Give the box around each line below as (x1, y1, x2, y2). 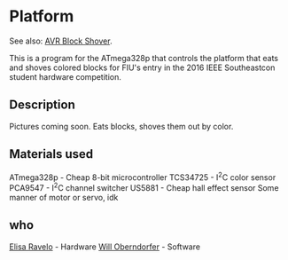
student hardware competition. (9, 71, 122, 82)
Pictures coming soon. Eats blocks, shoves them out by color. (9, 121, 234, 131)
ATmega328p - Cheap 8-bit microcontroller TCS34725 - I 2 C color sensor (9, 170, 276, 183)
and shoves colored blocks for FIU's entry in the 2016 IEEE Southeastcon (9, 62, 276, 73)
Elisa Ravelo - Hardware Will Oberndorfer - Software (9, 241, 201, 252)
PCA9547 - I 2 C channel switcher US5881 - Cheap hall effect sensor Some (9, 181, 279, 193)
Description (9, 98, 75, 113)
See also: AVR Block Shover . (9, 35, 113, 46)
